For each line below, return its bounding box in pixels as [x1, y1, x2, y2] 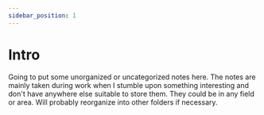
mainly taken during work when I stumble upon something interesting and [8, 80, 249, 90]
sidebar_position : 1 [8, 11, 77, 20]
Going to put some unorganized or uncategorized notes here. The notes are [8, 72, 256, 82]
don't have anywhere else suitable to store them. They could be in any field [8, 89, 254, 98]
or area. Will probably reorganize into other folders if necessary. [8, 97, 218, 107]
